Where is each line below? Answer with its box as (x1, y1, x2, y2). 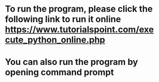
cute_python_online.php (5, 34, 105, 46)
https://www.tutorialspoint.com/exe (5, 24, 154, 35)
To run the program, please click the (5, 3, 153, 15)
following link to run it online (5, 14, 121, 25)
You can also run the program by (5, 57, 138, 67)
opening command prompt (5, 67, 114, 78)
